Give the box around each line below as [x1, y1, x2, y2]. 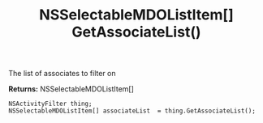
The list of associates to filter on [8, 69, 116, 78]
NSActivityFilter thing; [8, 100, 93, 108]
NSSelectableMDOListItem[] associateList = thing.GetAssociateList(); [8, 107, 256, 115]
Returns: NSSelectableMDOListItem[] [8, 84, 134, 94]
